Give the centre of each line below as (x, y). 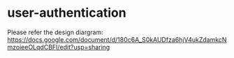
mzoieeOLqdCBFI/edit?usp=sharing (59, 47)
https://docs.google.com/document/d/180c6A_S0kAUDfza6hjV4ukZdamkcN (117, 39)
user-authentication (67, 13)
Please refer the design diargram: (55, 32)
